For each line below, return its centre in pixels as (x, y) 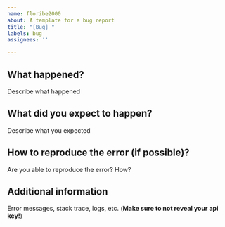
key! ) (15, 216)
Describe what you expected (49, 130)
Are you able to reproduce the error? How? (69, 169)
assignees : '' (28, 40)
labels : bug (25, 33)
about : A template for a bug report (61, 20)
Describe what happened (44, 91)
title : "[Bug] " (31, 27)
